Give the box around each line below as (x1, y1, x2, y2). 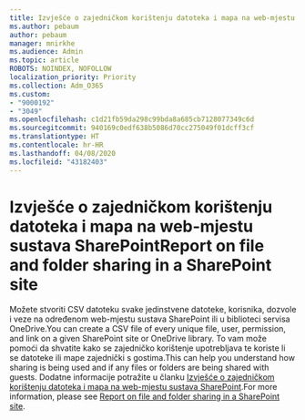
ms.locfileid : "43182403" (9, 157, 107, 167)
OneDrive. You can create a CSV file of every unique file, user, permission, (9, 323, 287, 334)
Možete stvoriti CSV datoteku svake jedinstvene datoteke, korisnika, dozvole (9, 304, 297, 315)
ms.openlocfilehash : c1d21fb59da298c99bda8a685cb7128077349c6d (9, 115, 255, 124)
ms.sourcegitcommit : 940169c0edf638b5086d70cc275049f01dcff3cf (9, 124, 255, 133)
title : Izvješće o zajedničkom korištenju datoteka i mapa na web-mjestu (9, 13, 296, 23)
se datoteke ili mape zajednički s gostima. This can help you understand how (9, 353, 296, 364)
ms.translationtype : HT (9, 132, 100, 141)
